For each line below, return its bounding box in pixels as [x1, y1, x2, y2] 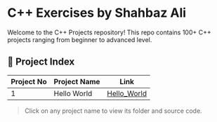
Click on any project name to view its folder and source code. [24, 107, 202, 115]
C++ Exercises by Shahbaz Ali [7, 5, 187, 21]
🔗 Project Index [7, 56, 75, 68]
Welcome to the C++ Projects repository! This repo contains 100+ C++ [7, 28, 212, 36]
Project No [11, 76, 47, 86]
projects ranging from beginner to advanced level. [7, 35, 152, 43]
